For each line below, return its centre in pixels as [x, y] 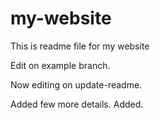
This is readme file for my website [80, 46]
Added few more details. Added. [77, 104]
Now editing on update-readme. [76, 84]
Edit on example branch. [60, 65]
